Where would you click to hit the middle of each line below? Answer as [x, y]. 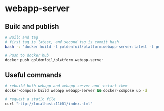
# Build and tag [21, 37]
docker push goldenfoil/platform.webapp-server [54, 60]
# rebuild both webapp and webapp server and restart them [66, 86]
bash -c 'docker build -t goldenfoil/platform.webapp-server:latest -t [79, 47]
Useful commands [33, 75]
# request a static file [30, 99]
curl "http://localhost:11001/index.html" [49, 104]
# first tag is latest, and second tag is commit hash [62, 42]
